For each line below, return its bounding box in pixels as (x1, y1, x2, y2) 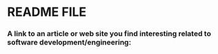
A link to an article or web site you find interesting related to (7, 29, 212, 39)
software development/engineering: (7, 37, 132, 47)
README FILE (7, 4, 87, 20)
